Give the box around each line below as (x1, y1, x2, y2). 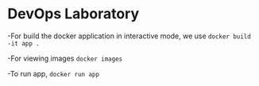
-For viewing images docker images (7, 53, 123, 63)
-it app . (7, 39, 41, 48)
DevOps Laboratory (7, 5, 140, 23)
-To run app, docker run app (7, 68, 100, 78)
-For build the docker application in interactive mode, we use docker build (7, 31, 251, 41)
